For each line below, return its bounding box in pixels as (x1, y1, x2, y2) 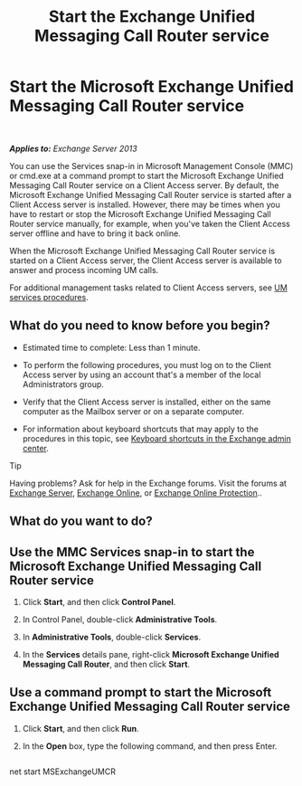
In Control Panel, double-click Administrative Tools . (22, 613, 218, 625)
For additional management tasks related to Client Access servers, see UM (9, 282, 288, 293)
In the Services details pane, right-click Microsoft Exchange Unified (22, 649, 279, 659)
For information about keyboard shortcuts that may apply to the (22, 423, 260, 434)
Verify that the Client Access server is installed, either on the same (22, 396, 271, 407)
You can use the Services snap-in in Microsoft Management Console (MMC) (9, 160, 294, 171)
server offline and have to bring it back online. (9, 228, 181, 239)
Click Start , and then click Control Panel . (22, 596, 176, 607)
